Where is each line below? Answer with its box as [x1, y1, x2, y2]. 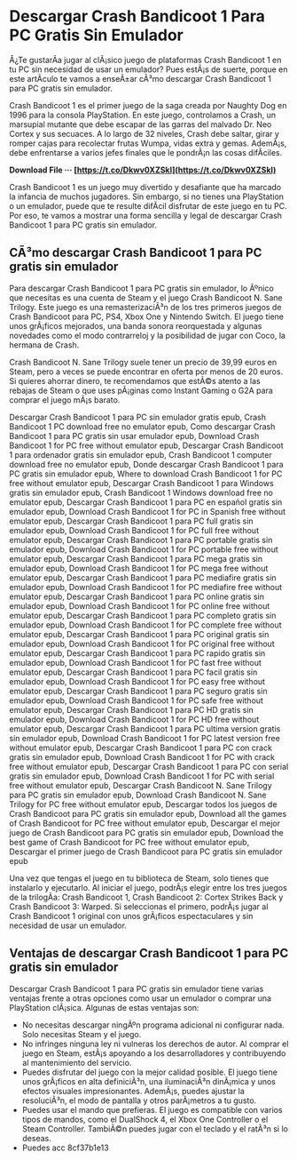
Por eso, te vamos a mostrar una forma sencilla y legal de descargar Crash [9, 210, 282, 220]
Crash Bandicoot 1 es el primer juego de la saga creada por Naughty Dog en [9, 100, 287, 110]
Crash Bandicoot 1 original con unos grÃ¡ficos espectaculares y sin [9, 910, 254, 921]
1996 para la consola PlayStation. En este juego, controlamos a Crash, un [9, 109, 277, 120]
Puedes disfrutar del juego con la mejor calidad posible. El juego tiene [21, 1067, 277, 1077]
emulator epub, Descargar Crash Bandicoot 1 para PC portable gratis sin [9, 534, 273, 545]
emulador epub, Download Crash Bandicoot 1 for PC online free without [9, 600, 270, 611]
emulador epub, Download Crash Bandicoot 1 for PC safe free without [9, 695, 264, 706]
